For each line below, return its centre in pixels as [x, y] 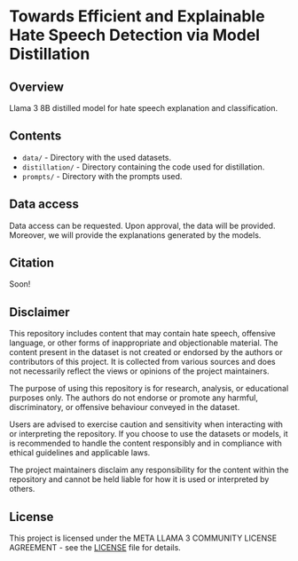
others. [22, 489]
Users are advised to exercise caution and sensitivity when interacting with [146, 424]
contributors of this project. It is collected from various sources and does [143, 362]
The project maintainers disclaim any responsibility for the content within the [149, 470]
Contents [35, 136]
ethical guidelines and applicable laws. [80, 453]
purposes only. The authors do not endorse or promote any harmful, [134, 398]
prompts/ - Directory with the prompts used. [102, 176]
